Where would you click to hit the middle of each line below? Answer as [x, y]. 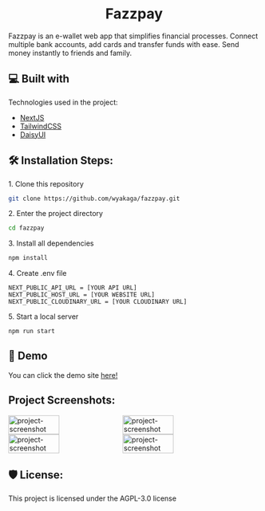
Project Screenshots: [62, 401]
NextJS [32, 117]
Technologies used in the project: [63, 102]
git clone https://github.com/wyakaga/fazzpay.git [94, 199]
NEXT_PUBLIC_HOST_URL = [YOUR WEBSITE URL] [82, 295]
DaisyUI [33, 134]
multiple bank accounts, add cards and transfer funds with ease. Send [124, 44]
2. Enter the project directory [56, 214]
